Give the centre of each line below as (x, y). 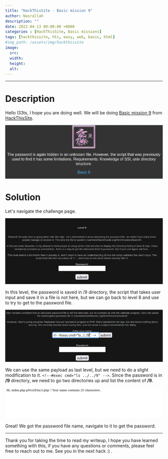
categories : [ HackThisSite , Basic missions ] (53, 32)
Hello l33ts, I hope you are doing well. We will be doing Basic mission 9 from (84, 113)
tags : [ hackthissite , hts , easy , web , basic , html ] (60, 37)
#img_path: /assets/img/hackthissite (44, 43)
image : (12, 48)
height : (18, 63)
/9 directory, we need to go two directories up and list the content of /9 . (79, 380)
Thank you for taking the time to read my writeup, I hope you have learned (82, 440)
